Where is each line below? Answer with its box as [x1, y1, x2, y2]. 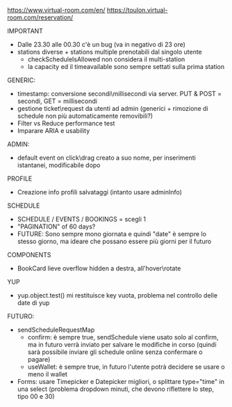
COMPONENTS [7, 251, 51, 259]
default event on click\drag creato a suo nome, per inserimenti [17, 153, 196, 162]
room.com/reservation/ [7, 13, 74, 22]
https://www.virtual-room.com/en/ [7, 6, 106, 14]
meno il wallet [27, 370, 68, 378]
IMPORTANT [7, 27, 44, 35]
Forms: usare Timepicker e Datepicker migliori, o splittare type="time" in [17, 378, 224, 385]
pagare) [27, 355, 51, 363]
